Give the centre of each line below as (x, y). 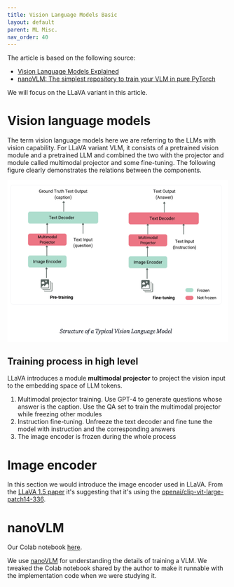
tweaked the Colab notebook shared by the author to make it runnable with (115, 568)
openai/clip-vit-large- (193, 492)
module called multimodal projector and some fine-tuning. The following (111, 163)
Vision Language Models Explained (68, 72)
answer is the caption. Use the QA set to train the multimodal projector (119, 407)
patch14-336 (26, 499)
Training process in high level (73, 362)
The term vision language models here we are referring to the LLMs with (111, 140)
